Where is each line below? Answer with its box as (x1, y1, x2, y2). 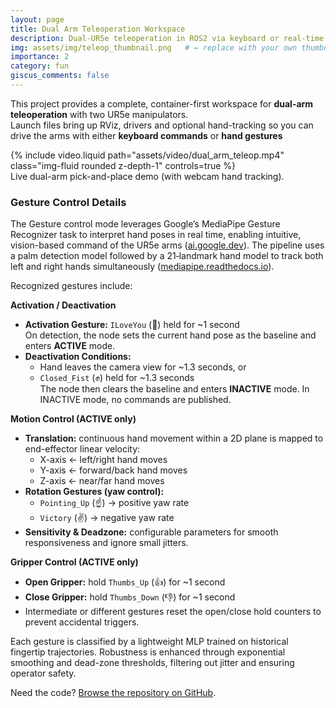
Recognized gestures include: (10, 280, 133, 292)
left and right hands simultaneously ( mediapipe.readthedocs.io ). (10, 261, 275, 273)
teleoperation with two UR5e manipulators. (10, 108, 189, 120)
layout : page (10, 14, 65, 25)
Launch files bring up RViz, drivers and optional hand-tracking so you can (10, 119, 314, 131)
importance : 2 (10, 52, 70, 62)
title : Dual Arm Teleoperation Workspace (10, 24, 186, 34)
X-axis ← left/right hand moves (39, 454, 168, 466)
